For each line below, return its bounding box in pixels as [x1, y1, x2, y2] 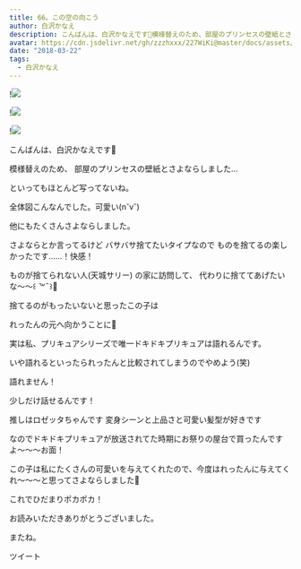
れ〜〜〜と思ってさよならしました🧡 [9, 474, 141, 485]
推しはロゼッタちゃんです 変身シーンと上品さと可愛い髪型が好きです [9, 414, 262, 425]
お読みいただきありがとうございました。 [9, 513, 159, 523]
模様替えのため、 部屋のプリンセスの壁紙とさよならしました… [9, 163, 239, 174]
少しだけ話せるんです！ [9, 395, 96, 406]
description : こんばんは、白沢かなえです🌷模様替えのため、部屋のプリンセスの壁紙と [9, 30, 286, 39]
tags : [9, 55, 30, 64]
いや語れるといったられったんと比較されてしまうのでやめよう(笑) [9, 357, 251, 367]
